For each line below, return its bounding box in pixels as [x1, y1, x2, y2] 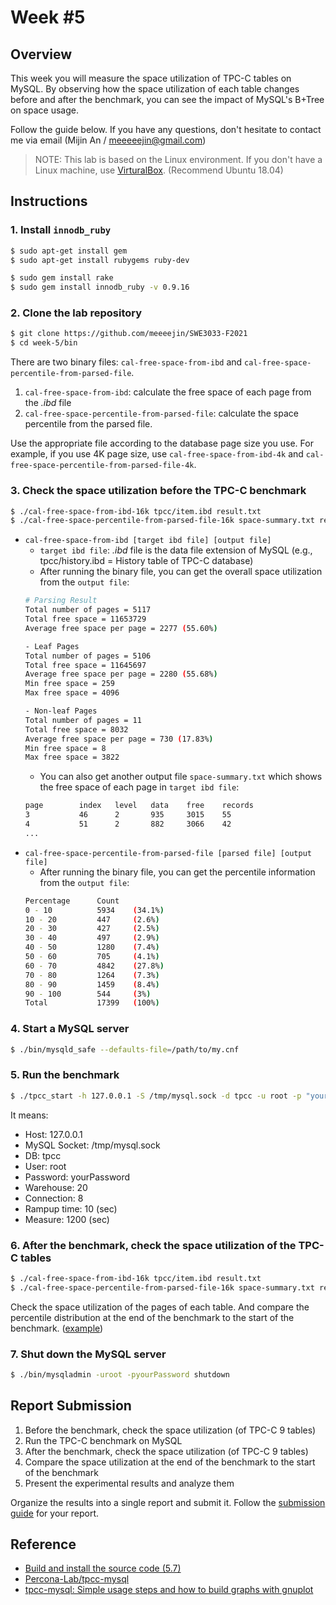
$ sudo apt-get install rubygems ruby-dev [10, 255, 190, 265]
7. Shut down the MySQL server [10, 1347, 167, 1361]
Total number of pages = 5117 [24, 605, 152, 615]
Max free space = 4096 [24, 688, 120, 698]
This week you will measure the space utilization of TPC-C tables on [10, 72, 292, 84]
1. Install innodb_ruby [10, 223, 112, 237]
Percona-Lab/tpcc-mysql [24, 1573, 130, 1585]
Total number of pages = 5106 [24, 651, 152, 661]
